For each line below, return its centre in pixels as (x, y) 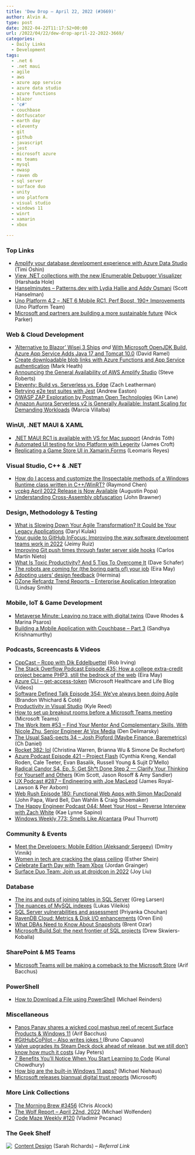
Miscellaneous (27, 1015)
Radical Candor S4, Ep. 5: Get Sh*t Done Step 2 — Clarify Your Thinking (101, 768)
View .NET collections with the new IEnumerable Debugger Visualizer (98, 276)
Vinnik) (23, 853)
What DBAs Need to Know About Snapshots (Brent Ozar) (83, 925)
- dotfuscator (28, 115)
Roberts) (25, 379)
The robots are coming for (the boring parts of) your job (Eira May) (95, 569)
